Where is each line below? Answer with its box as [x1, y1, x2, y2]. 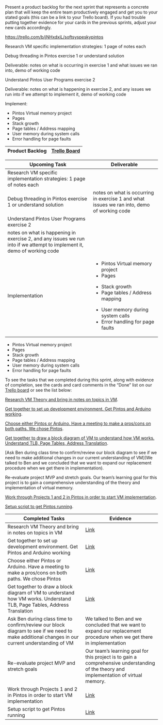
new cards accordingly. [5, 25, 52, 31]
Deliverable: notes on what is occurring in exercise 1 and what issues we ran [5, 63, 158, 68]
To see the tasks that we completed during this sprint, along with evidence [5, 377, 154, 383]
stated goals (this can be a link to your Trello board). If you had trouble [5, 15, 146, 20]
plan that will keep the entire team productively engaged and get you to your [5, 9, 158, 15]
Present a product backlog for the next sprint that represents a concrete [5, 4, 149, 10]
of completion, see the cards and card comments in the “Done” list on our [5, 382, 152, 387]
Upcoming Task [29, 161, 66, 168]
